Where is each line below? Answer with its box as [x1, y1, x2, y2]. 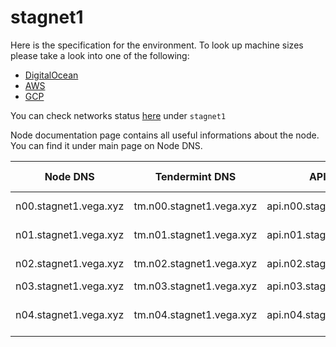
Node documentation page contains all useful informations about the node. [10, 129, 320, 141]
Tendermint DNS [154, 169, 237, 183]
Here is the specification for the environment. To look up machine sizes [10, 39, 304, 51]
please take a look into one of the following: [10, 49, 190, 61]
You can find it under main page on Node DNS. [10, 139, 203, 151]
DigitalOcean [24, 69, 79, 81]
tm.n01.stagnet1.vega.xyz [133, 227, 258, 241]
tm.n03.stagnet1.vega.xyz [133, 279, 258, 293]
